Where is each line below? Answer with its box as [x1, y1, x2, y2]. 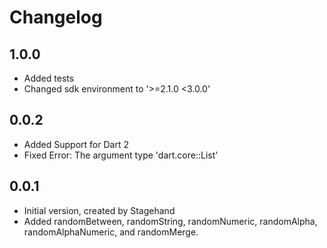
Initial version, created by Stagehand [23, 204, 176, 216]
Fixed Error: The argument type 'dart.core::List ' [23, 149, 219, 161]
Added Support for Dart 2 [23, 138, 129, 150]
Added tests [23, 72, 75, 84]
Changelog [9, 6, 103, 29]
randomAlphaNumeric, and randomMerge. [23, 226, 199, 238]
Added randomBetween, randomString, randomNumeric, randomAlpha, [23, 215, 318, 227]
